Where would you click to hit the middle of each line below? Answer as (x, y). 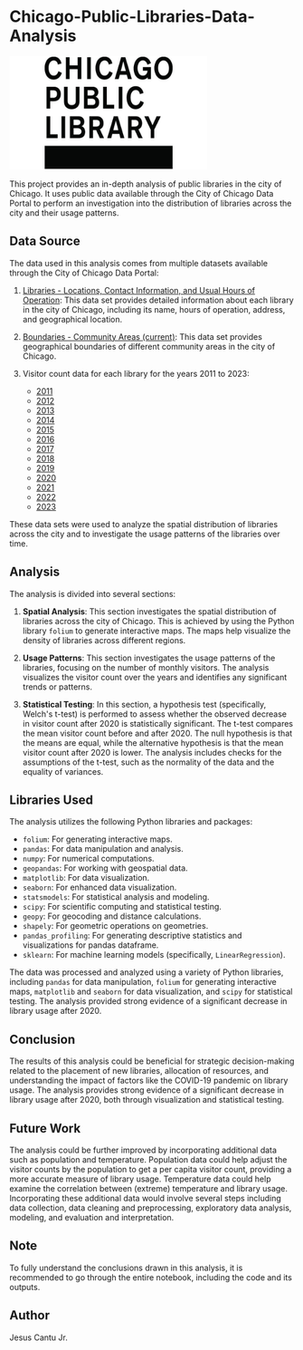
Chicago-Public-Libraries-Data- (132, 17)
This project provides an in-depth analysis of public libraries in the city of (146, 184)
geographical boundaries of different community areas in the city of (149, 346)
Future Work (45, 1128)
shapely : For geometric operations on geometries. (115, 926)
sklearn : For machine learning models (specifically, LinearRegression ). (154, 955)
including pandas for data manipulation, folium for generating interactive (143, 982)
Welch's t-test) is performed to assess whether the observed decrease (155, 714)
